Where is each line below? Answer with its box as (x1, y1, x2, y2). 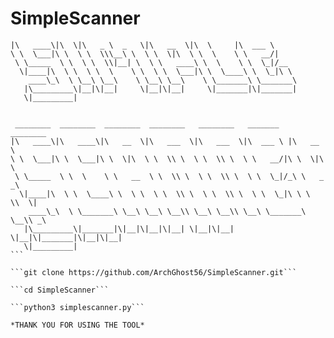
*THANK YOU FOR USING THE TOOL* (10, 320, 145, 330)
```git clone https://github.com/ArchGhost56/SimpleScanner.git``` (10, 267, 298, 277)
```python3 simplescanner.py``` (10, 302, 145, 312)
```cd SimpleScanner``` (10, 285, 110, 295)
